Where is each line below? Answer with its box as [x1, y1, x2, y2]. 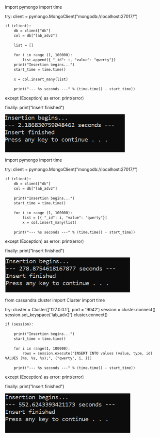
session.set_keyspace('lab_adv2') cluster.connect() [5, 312, 108, 318]
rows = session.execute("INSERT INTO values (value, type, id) [22, 351, 153, 356]
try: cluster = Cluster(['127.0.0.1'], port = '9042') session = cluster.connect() [5, 307, 156, 312]
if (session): [5, 322, 34, 327]
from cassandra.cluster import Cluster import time [5, 297, 105, 303]
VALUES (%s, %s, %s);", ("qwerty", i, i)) [5, 356, 92, 361]
